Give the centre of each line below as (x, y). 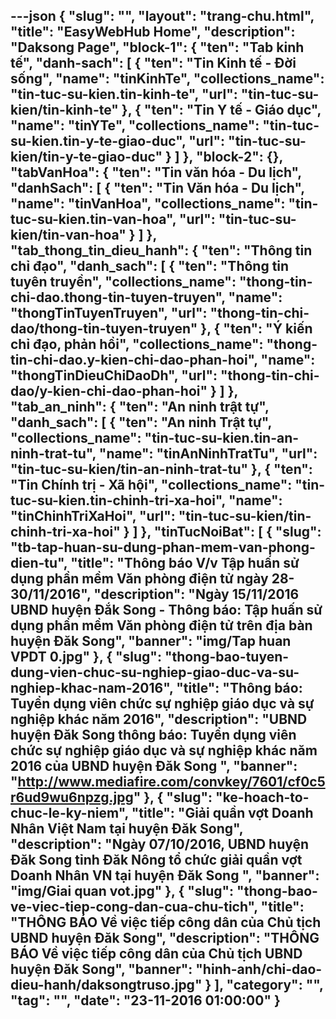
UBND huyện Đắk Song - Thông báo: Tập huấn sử (166, 610)
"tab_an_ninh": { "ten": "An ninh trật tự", (140, 407)
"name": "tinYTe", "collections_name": (135, 125)
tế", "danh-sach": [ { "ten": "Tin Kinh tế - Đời (153, 63)
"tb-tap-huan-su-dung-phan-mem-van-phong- (163, 547)
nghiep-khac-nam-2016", (92, 688)
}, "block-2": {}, (232, 157)
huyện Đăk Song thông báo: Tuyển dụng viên (153, 735)
